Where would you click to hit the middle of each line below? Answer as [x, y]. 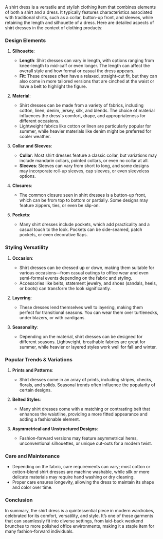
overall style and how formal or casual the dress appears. [77, 71]
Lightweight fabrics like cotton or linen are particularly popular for [85, 126]
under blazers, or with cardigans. [53, 317]
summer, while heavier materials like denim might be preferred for [85, 131]
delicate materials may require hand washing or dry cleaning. [73, 477]
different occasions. [39, 121]
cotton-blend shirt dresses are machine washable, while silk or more [81, 472]
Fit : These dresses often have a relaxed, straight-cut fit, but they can [88, 76]
